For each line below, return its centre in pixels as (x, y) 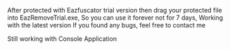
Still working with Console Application (62, 39)
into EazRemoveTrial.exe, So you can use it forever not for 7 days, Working (115, 18)
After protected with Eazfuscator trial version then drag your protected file (115, 10)
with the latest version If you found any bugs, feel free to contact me (107, 25)
